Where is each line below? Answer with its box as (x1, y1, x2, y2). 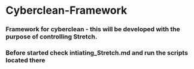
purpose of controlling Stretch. (5, 32, 98, 41)
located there (5, 56, 46, 65)
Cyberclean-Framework (5, 4, 128, 17)
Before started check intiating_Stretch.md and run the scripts (5, 49, 188, 57)
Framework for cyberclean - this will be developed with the (5, 25, 180, 34)
